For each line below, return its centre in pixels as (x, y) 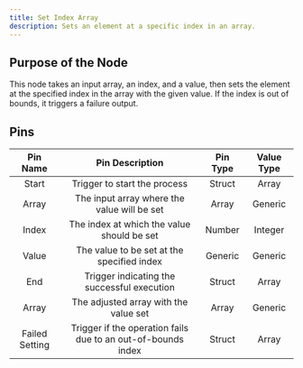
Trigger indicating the (130, 276)
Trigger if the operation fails (130, 328)
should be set (130, 235)
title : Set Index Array (54, 18)
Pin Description (130, 163)
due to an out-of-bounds (130, 339)
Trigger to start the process (129, 184)
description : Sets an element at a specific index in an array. (133, 26)
